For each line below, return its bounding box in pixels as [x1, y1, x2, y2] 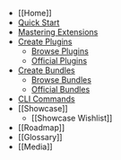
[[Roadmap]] [17, 122, 65, 133]
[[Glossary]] [17, 132, 63, 142]
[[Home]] [17, 8, 52, 18]
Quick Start [17, 17, 60, 28]
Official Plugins [30, 56, 88, 66]
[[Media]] [17, 141, 53, 152]
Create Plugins [17, 36, 73, 47]
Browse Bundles [30, 75, 92, 84]
